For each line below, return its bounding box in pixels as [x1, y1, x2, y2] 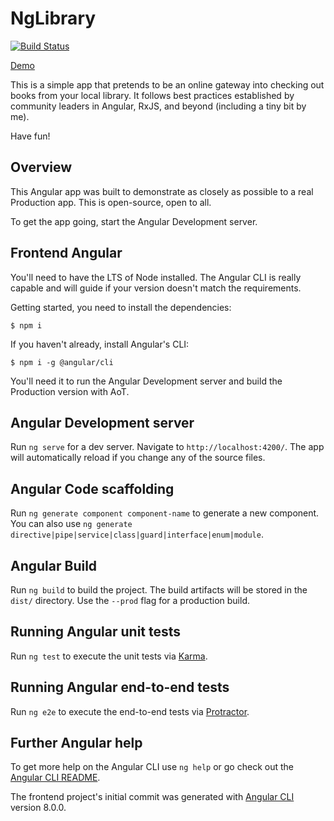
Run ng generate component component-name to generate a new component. [10, 507, 320, 519]
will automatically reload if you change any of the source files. [10, 452, 266, 464]
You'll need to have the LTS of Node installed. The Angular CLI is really [10, 271, 302, 283]
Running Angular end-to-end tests [10, 679, 230, 696]
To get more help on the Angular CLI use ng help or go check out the [10, 761, 294, 773]
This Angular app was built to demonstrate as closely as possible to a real [10, 185, 314, 197]
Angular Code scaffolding [10, 480, 175, 497]
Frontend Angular [10, 245, 123, 262]
